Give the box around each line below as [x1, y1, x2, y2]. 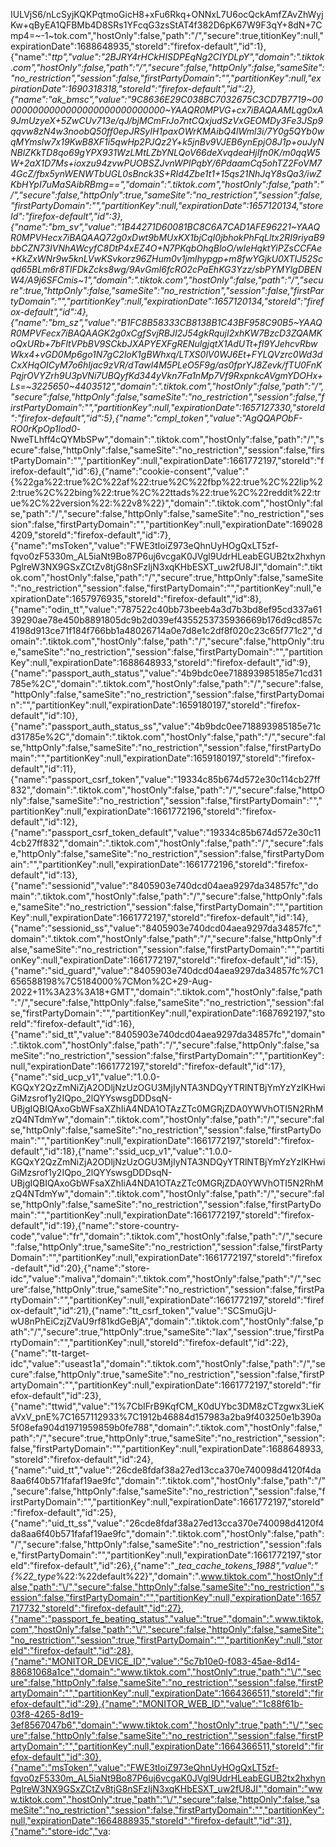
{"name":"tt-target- [10, 1347, 90, 1359]
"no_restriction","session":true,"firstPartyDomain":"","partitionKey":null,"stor [10, 1634, 323, 1646]
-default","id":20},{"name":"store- [10, 1262, 150, 1274]
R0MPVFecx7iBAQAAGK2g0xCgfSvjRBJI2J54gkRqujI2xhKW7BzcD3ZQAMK [10, 327, 323, 339]
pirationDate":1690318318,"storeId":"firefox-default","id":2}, [10, 83, 257, 94]
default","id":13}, [10, 869, 78, 881]
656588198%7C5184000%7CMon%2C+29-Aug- [10, 975, 213, 987]
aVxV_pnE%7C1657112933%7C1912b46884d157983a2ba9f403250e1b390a [10, 1411, 322, 1423]
